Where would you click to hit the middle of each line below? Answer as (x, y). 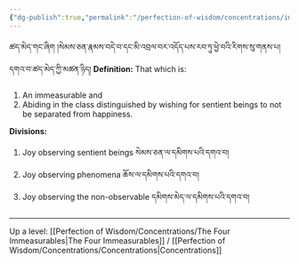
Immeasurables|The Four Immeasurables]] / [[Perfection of (117, 240)
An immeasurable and (62, 95)
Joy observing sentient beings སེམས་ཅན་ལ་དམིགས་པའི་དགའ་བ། (125, 152)
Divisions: (28, 131)
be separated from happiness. (77, 114)
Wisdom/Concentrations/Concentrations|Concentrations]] (116, 250)
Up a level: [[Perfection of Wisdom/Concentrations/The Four (120, 231)
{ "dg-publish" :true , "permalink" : (71, 17)
